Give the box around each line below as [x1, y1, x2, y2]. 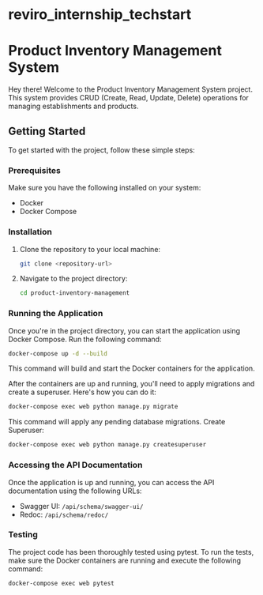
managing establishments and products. [8, 101, 139, 111]
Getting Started [8, 124, 86, 137]
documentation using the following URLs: [8, 486, 142, 495]
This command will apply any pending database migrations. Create [8, 417, 226, 427]
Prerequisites [8, 164, 61, 175]
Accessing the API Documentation [8, 460, 143, 471]
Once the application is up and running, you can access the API [8, 477, 215, 487]
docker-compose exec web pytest [8, 579, 115, 587]
